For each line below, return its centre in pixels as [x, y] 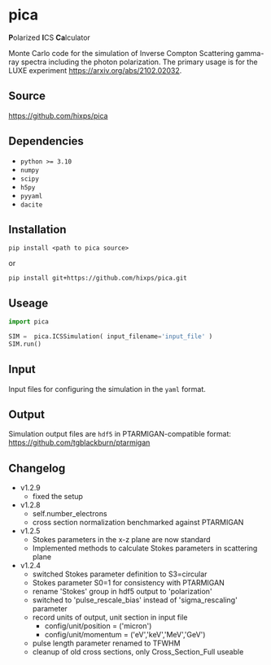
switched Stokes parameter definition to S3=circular [120, 574]
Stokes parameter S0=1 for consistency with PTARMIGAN [129, 583]
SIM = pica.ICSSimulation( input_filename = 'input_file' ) [111, 337]
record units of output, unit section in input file [110, 617]
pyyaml [31, 196]
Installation [37, 229]
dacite [31, 205]
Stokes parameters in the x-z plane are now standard [121, 540]
